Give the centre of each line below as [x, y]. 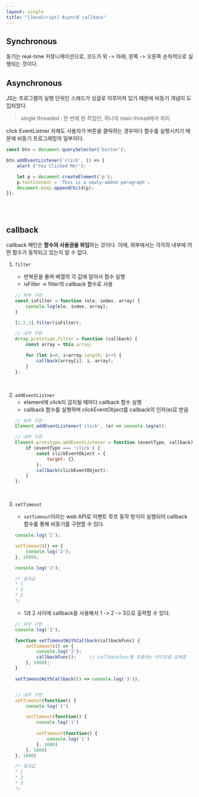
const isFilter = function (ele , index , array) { [78, 301]
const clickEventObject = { [71, 454]
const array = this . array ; [59, 345]
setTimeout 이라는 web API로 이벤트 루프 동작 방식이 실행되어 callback [105, 517]
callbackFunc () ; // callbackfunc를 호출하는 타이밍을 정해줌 [111, 657]
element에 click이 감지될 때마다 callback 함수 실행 [83, 402]
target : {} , [61, 459]
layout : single [25, 12]
